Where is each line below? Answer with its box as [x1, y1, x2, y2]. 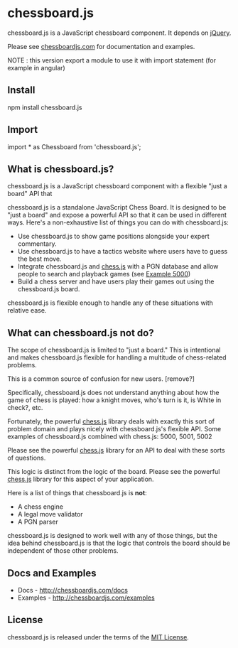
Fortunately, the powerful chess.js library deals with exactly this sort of [7, 417, 215, 426]
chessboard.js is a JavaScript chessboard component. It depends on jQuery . [7, 28, 232, 37]
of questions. [7, 453, 46, 463]
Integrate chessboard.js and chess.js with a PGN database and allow [17, 262, 219, 271]
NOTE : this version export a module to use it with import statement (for [7, 55, 217, 65]
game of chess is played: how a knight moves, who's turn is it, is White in [7, 396, 222, 404]
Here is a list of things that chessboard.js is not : [7, 489, 147, 497]
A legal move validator [17, 510, 83, 519]
